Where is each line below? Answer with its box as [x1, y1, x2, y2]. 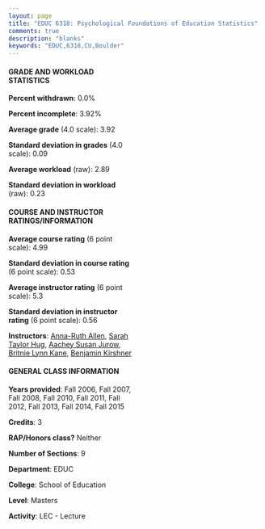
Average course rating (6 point [8, 233, 113, 243]
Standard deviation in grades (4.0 [8, 141, 123, 150]
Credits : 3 [8, 417, 43, 426]
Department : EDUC [8, 464, 74, 473]
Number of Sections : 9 [8, 448, 86, 458]
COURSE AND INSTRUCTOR [8, 207, 103, 216]
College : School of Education [8, 480, 107, 489]
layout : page [8, 11, 53, 20]
